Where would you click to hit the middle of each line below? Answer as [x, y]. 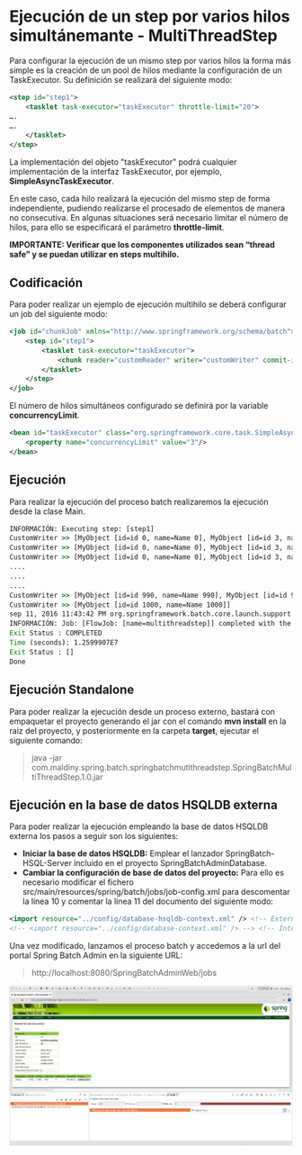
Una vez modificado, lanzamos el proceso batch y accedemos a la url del [145, 946]
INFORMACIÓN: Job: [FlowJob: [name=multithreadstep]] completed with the [151, 624]
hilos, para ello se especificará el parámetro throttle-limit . [117, 228]
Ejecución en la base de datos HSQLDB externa [144, 804]
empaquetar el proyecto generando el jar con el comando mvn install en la [148, 721]
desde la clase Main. [47, 511]
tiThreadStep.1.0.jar [67, 777]
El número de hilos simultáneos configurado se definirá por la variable [139, 406]
